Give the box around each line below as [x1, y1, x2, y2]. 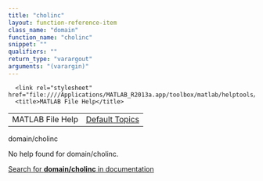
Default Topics [85, 114, 139, 125]
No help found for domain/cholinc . [8, 149, 119, 158]
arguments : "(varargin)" [8, 63, 89, 71]
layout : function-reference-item [8, 19, 117, 27]
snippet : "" [8, 41, 47, 49]
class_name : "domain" [8, 26, 79, 34]
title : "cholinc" [8, 11, 65, 20]
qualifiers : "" [8, 48, 58, 56]
